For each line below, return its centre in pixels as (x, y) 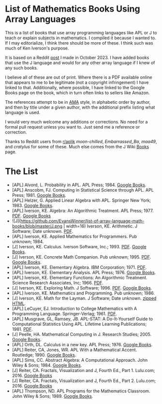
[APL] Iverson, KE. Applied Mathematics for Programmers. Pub (74, 236)
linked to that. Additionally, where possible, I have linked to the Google (75, 87)
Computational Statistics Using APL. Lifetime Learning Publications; (79, 324)
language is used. (23, 112)
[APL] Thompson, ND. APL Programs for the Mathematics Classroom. (81, 391)
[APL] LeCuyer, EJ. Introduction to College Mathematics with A (74, 308)
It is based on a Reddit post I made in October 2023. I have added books (77, 57)
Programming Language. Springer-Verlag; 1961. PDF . (65, 313)
